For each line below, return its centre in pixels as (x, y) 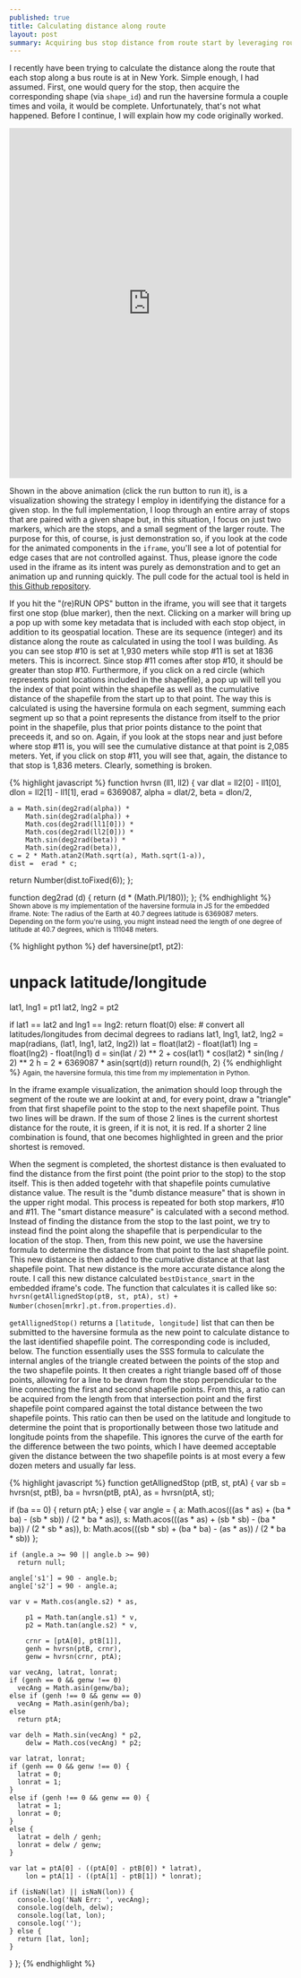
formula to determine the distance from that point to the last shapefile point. (149, 1250)
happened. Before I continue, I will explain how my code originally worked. (146, 116)
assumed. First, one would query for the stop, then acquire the (125, 87)
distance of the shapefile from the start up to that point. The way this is (140, 699)
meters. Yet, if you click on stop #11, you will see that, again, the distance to (149, 756)
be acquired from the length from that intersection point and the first (135, 1399)
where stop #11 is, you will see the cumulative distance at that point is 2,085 (149, 747)
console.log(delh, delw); (66, 1908)
